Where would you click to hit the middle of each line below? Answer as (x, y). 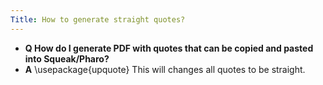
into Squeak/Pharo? (67, 58)
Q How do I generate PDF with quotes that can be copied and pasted (169, 48)
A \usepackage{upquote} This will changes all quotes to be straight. (165, 69)
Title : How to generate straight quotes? (98, 19)
